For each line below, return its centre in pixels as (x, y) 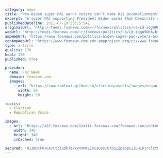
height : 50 (29, 95)
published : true (21, 59)
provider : (15, 68)
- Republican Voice (29, 113)
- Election (20, 108)
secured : (14, 148)
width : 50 (28, 90)
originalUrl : (18, 28)
